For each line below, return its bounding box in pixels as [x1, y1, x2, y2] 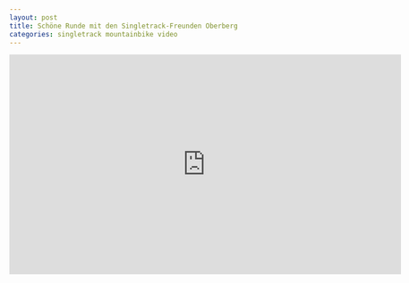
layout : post [9, 12, 58, 22]
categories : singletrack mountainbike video [9, 29, 178, 38]
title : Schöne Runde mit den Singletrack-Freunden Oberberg [9, 21, 239, 30]
